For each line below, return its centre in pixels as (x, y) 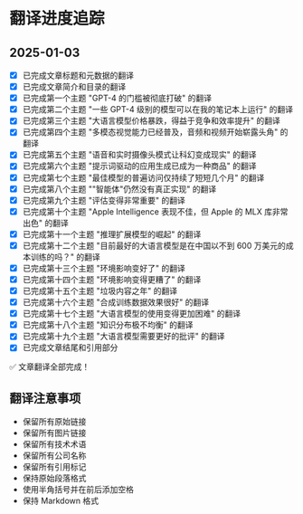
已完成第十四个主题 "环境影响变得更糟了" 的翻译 (112, 279)
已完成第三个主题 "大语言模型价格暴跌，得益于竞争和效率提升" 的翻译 (151, 121)
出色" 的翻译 (46, 223)
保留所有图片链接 (54, 433)
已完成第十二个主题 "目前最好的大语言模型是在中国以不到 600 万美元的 (154, 245)
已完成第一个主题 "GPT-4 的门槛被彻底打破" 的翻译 (117, 98)
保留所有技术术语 (54, 444)
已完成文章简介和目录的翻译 (74, 87)
